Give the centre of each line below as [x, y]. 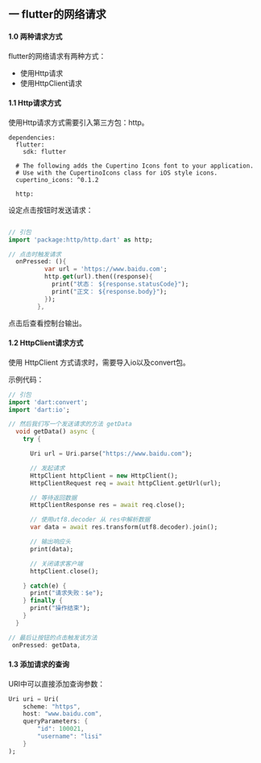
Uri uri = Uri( [34, 699]
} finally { [43, 601]
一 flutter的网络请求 [58, 14]
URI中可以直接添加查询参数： [57, 683]
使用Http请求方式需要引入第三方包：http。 [79, 122]
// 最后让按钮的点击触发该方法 [53, 637]
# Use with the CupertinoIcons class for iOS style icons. [117, 173]
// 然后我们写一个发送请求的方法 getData [70, 424]
